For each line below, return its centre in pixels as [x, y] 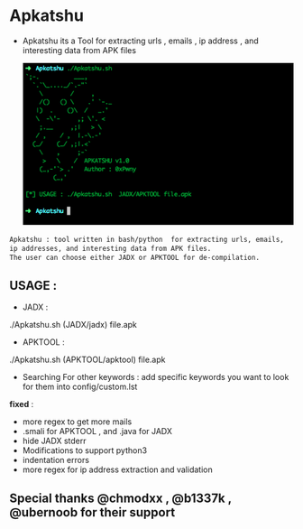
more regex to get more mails [77, 422]
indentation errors [56, 460]
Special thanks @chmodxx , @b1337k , [120, 498]
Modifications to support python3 [84, 450]
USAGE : [33, 285]
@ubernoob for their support [92, 512]
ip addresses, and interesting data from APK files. [110, 249]
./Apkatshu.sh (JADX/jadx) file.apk [73, 325]
